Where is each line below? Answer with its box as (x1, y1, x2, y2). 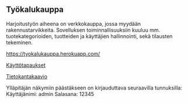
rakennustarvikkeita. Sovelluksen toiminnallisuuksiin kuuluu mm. (6, 26, 161, 33)
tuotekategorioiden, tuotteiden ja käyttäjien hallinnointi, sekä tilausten (6, 32, 173, 40)
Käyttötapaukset (6, 61, 46, 68)
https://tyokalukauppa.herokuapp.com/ (6, 50, 100, 57)
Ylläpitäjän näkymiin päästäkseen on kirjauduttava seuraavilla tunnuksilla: (6, 84, 183, 91)
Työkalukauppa (6, 5, 64, 15)
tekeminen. (6, 39, 33, 46)
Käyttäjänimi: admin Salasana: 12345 (6, 90, 95, 97)
